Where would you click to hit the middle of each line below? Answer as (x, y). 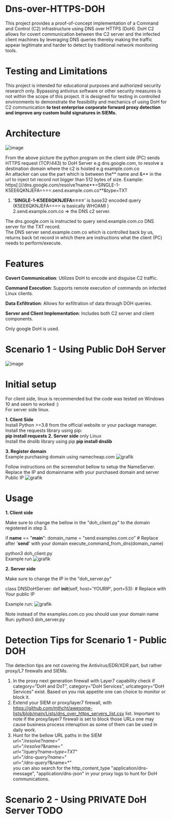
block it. (21, 697)
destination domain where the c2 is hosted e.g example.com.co (72, 168)
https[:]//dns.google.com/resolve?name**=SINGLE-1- (63, 185)
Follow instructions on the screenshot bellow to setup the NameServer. (80, 466)
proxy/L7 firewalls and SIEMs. (37, 671)
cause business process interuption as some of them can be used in (85, 724)
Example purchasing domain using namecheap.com (60, 456)
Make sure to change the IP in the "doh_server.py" (59, 579)
